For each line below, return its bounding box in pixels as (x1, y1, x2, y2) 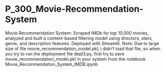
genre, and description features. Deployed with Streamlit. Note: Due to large (5, 40, 159, 46)
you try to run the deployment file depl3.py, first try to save (5, 50, 125, 57)
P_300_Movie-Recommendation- (5, 3, 144, 15)
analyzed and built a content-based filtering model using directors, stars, (5, 35, 153, 41)
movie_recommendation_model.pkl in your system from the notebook (5, 56, 146, 62)
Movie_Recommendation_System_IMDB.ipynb (5, 61, 98, 67)
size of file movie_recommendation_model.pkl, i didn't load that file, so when (5, 46, 161, 51)
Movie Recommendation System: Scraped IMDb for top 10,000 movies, (5, 30, 149, 36)
